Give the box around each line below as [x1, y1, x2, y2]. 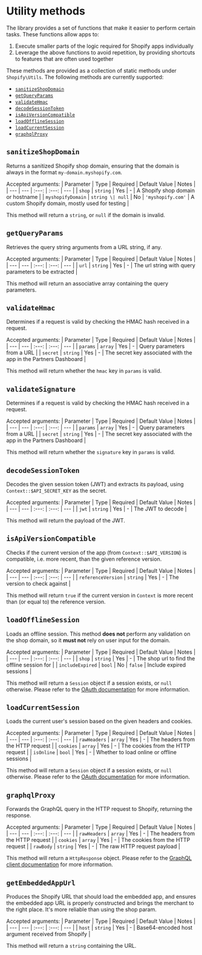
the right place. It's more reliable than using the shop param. [6, 906, 157, 913]
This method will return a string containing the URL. [6, 942, 137, 950]
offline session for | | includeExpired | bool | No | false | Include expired [6, 661, 186, 668]
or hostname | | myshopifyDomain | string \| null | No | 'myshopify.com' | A [6, 193, 195, 200]
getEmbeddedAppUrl [6, 878, 76, 887]
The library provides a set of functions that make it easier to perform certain [6, 24, 196, 31]
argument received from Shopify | [6, 930, 91, 938]
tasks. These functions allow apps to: [6, 30, 99, 37]
